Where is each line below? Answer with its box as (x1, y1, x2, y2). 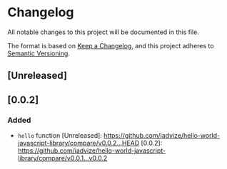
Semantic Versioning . (7, 49, 70, 58)
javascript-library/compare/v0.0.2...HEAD (17, 139, 140, 148)
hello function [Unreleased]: (17, 131, 102, 140)
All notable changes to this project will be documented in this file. (7, 28, 200, 36)
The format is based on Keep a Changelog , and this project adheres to (7, 41, 214, 50)
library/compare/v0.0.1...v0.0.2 (17, 154, 108, 163)
